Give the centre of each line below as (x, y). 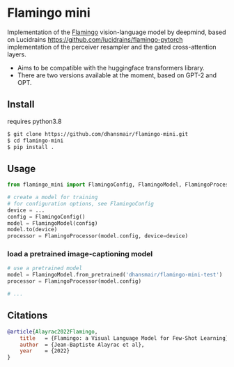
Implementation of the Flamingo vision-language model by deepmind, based (117, 32)
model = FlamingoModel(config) (53, 223)
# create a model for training (53, 197)
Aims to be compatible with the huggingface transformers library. (111, 68)
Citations (28, 316)
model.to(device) (32, 230)
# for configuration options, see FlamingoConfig (81, 203)
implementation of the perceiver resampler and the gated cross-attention (112, 47)
